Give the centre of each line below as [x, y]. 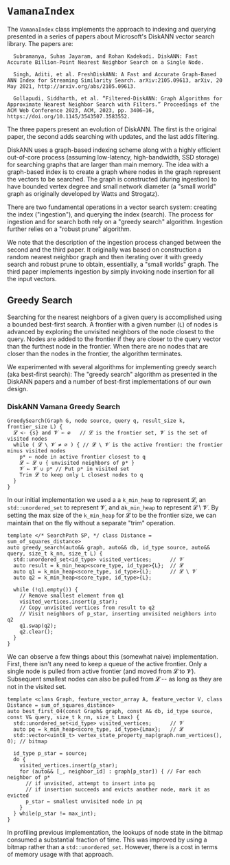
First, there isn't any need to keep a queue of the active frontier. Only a [107, 664]
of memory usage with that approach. [60, 855]
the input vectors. [32, 278]
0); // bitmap [27, 742]
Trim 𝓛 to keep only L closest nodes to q [81, 475]
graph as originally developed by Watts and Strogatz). [83, 193]
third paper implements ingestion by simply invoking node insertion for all [111, 271]
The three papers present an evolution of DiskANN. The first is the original [112, 129]
